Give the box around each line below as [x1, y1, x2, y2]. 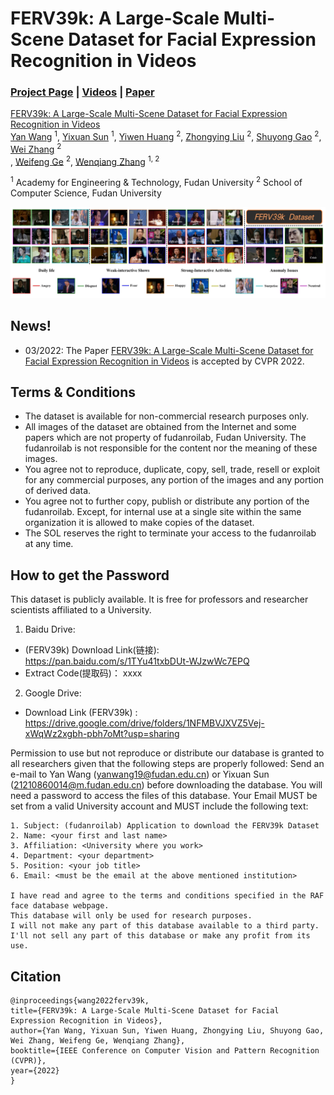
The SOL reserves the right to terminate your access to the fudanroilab [24, 527, 317, 539]
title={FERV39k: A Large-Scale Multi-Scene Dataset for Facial [10, 1006, 280, 1016]
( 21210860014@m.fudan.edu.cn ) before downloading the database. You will [10, 779, 323, 791]
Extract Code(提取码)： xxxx [24, 667, 143, 679]
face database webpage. [10, 901, 110, 911]
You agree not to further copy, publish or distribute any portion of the [24, 495, 310, 507]
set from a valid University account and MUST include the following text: [10, 800, 309, 812]
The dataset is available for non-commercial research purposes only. [24, 410, 310, 422]
